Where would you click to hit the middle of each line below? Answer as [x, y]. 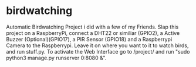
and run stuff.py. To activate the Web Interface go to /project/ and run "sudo [98, 51]
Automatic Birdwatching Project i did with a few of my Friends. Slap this [92, 27]
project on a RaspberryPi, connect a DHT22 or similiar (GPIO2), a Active [93, 33]
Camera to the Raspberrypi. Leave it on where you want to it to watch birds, [97, 45]
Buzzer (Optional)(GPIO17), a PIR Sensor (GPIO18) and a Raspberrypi [89, 39]
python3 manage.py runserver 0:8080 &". [56, 58]
